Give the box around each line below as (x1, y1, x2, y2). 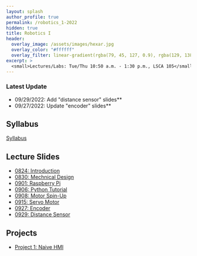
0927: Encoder (14, 205, 51, 212)
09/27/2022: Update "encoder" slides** (14, 102, 111, 109)
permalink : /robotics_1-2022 (6, 19, 77, 25)
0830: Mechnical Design (14, 174, 74, 181)
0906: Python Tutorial (14, 186, 67, 193)
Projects (6, 228, 38, 238)
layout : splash (6, 8, 43, 15)
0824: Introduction (14, 167, 60, 174)
